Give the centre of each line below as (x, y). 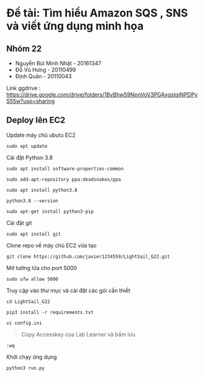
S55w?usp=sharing (30, 101)
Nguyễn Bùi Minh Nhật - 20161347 (58, 63)
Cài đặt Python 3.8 (30, 157)
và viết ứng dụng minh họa (75, 26)
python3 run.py (26, 368)
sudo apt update (27, 146)
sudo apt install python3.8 (42, 190)
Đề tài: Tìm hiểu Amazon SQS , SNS (97, 13)
